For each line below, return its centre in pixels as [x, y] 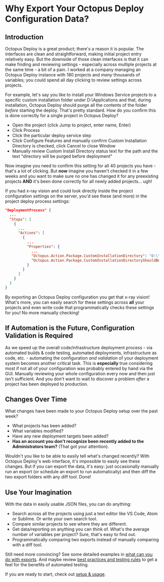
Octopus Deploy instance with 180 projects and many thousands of [72, 75]
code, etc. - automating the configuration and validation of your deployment [82, 358]
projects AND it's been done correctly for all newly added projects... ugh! [79, 181]
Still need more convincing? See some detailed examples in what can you [79, 555]
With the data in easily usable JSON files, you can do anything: [68, 504]
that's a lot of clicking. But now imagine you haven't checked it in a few [77, 171]
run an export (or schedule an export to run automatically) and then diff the [81, 472]
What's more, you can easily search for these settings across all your [75, 302]
